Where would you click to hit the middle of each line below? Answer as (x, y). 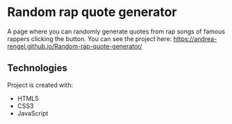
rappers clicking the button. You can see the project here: (90, 38)
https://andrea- (195, 38)
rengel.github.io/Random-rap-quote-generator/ (75, 46)
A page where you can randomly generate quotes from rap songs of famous (116, 31)
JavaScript (33, 113)
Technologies (38, 68)
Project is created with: (40, 85)
